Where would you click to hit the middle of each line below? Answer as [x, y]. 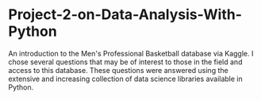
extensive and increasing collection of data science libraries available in [126, 79]
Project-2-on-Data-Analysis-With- [125, 15]
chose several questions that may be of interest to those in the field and [125, 62]
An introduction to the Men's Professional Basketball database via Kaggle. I [131, 53]
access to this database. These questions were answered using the [118, 70]
